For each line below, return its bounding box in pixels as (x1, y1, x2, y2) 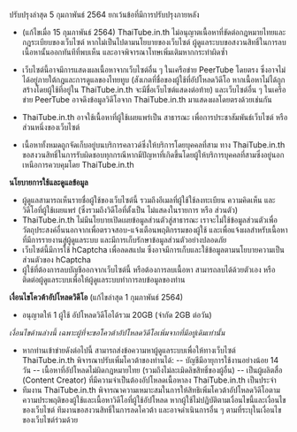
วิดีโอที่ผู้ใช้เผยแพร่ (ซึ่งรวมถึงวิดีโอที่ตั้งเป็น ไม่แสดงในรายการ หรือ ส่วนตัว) (21, 205, 239, 215)
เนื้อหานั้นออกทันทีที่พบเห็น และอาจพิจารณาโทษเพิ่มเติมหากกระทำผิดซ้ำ (21, 47, 228, 57)
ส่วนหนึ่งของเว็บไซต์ (21, 122, 80, 133)
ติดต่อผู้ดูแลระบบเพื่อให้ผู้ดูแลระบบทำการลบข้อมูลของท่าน (21, 275, 186, 284)
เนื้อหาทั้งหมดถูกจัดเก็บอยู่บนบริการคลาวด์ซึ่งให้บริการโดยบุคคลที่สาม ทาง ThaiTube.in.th (21, 140, 286, 150)
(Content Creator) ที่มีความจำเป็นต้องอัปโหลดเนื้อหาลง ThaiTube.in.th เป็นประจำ (21, 375, 277, 385)
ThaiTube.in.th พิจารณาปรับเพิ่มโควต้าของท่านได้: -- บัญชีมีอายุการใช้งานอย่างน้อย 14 (21, 355, 279, 365)
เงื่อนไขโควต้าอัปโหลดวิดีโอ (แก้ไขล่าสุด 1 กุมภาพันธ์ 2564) (9, 292, 184, 302)
